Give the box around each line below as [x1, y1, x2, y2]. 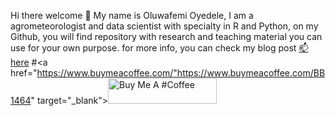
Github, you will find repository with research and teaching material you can [10, 31, 323, 42]
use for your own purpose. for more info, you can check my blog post [10, 42, 297, 54]
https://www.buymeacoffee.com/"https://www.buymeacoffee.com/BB [36, 67, 326, 79]
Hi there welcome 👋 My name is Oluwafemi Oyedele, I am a [10, 10, 254, 21]
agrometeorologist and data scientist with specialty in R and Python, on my [10, 20, 319, 32]
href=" [10, 67, 38, 79]
